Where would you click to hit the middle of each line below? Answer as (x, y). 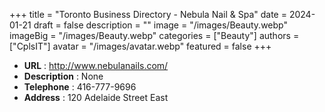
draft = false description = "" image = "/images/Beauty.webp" (160, 25)
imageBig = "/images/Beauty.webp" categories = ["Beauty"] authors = (154, 35)
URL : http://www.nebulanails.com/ (96, 65)
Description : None (63, 76)
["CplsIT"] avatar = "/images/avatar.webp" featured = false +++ (140, 46)
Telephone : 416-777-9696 (80, 87)
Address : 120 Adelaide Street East (96, 97)
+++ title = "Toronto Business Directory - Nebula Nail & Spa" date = (148, 14)
